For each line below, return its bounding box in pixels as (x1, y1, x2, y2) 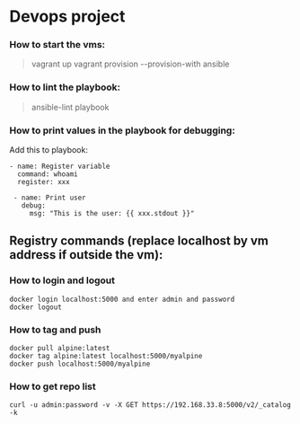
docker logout (9, 303, 63, 312)
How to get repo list (9, 380, 96, 393)
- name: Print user (13, 193, 87, 203)
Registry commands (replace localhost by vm (9, 234, 269, 249)
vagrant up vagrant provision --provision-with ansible (31, 58, 230, 69)
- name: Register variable (9, 162, 110, 172)
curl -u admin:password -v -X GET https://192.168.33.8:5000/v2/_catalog (9, 401, 292, 410)
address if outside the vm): (9, 247, 163, 262)
